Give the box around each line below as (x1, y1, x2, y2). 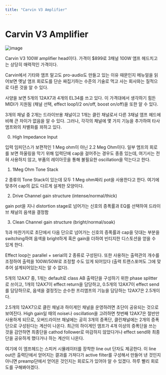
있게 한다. (5, 241, 24, 248)
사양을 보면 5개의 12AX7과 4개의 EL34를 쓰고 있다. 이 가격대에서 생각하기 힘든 (5, 95, 156, 101)
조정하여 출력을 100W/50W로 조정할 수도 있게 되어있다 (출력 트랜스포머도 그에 (5, 258, 156, 264)
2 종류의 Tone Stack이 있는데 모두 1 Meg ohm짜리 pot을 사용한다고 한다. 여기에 (5, 176, 160, 182)
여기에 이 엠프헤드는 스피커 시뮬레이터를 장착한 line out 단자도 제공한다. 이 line (5, 345, 157, 352)
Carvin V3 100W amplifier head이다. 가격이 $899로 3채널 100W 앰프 (5, 55, 141, 61)
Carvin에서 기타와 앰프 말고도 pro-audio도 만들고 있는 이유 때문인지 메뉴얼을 (5, 72, 153, 78)
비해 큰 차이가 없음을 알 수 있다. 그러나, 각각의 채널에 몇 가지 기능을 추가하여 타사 (5, 117, 161, 124)
